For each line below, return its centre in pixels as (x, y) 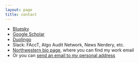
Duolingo (22, 39)
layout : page (19, 10)
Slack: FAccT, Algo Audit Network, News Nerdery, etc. (68, 44)
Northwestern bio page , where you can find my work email (73, 50)
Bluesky (21, 28)
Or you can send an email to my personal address (64, 55)
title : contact (21, 14)
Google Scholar (29, 34)
